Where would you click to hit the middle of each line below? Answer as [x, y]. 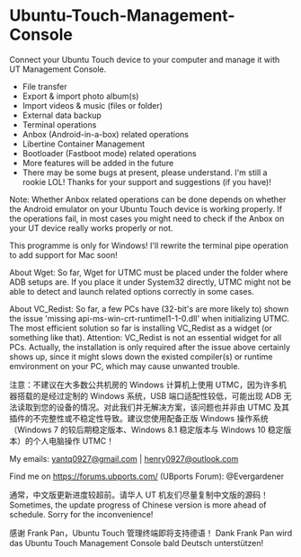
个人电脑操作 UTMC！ [74, 440]
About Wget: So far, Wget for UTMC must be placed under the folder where [149, 272]
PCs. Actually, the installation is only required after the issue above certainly [150, 347]
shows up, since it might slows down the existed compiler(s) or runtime [141, 357]
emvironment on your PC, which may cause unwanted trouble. [125, 366]
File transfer [44, 86]
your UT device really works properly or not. [91, 228]
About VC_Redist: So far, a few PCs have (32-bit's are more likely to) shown [149, 309]
